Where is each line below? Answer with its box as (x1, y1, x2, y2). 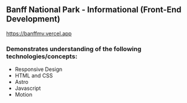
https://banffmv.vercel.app (6, 30, 72, 37)
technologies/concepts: (6, 52, 78, 60)
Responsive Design (14, 65, 63, 73)
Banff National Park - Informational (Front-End (6, 5, 182, 15)
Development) (6, 14, 61, 24)
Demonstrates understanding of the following (6, 45, 142, 53)
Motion (14, 91, 33, 98)
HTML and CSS (14, 72, 53, 79)
